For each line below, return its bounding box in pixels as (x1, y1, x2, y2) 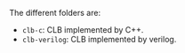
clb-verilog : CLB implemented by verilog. (21, 34, 177, 44)
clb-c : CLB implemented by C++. (21, 25, 144, 34)
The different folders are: (9, 8, 101, 18)
